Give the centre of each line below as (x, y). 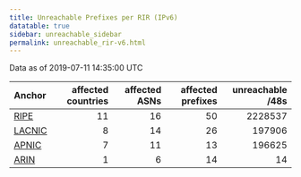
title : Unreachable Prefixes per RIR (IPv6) (94, 17)
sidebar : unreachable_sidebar (66, 34)
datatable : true (39, 26)
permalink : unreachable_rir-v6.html (77, 42)
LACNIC (30, 131)
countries (88, 101)
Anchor (30, 96)
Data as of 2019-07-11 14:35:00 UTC (76, 68)
